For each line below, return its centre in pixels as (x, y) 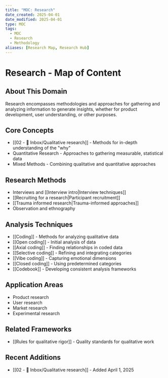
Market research (30, 308)
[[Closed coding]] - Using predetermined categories (67, 264)
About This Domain (36, 92)
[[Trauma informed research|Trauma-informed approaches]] (76, 203)
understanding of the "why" (41, 148)
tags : (11, 29)
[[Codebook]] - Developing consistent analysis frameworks (74, 269)
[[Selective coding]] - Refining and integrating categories (72, 253)
